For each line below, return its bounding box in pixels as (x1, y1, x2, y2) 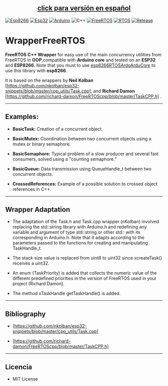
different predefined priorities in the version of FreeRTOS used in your (12, 276, 156, 282)
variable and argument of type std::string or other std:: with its (12, 229, 141, 235)
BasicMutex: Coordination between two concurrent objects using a (12, 136, 151, 142)
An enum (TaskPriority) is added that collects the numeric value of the (12, 270, 157, 276)
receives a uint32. (12, 261, 50, 267)
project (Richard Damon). (12, 281, 65, 287)
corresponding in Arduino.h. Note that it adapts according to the (12, 234, 144, 240)
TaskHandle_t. (12, 245, 42, 251)
